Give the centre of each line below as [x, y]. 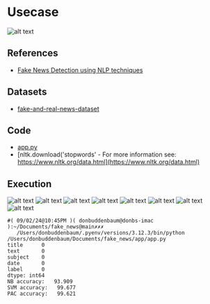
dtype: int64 [26, 275]
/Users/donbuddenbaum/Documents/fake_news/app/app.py [87, 239]
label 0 [26, 270]
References [33, 53]
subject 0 [26, 257]
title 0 [26, 245]
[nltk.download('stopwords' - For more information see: [97, 154]
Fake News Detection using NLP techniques [80, 70]
